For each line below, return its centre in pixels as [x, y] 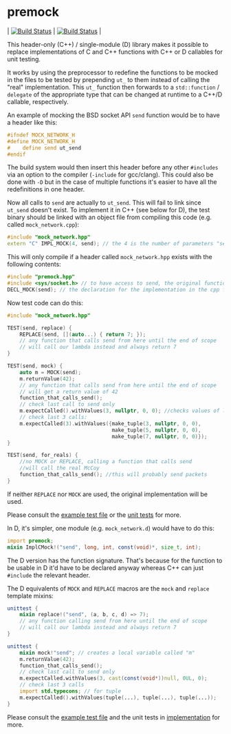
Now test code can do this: [45, 303]
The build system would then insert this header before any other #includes [113, 167]
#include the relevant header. [49, 575]
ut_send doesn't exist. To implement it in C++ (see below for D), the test [109, 210]
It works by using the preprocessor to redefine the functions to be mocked [113, 72]
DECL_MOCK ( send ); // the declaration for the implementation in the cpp [113, 289]
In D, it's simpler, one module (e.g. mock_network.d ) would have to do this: [111, 528]
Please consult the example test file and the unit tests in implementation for [114, 717]
